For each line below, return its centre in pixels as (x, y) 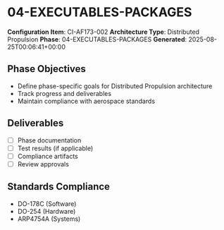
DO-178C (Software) (47, 204)
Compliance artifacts (48, 156)
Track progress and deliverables (64, 93)
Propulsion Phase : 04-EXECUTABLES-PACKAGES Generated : (97, 39)
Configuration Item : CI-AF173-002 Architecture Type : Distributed (103, 32)
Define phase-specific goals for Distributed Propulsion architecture (115, 86)
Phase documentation (49, 140)
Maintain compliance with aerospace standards (86, 101)
